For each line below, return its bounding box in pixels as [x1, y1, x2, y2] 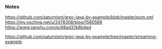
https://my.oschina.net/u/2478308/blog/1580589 [5, 19, 103, 25]
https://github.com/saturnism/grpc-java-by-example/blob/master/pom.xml [5, 14, 154, 20]
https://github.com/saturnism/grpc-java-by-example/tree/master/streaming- [5, 34, 158, 39]
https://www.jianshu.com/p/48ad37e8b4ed [5, 24, 91, 30]
